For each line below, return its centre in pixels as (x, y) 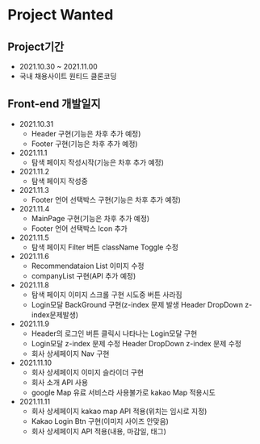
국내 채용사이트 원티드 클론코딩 (68, 76)
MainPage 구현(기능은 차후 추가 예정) (90, 218)
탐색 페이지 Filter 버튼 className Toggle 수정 (105, 247)
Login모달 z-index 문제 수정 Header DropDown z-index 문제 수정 (136, 343)
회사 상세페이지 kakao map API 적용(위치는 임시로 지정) (119, 411)
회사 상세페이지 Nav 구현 (70, 354)
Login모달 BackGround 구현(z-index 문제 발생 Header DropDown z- (142, 304)
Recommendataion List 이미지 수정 (88, 266)
